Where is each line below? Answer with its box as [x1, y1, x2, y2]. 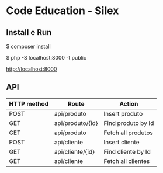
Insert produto [103, 109, 143, 117]
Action [119, 99, 138, 108]
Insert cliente [103, 138, 140, 146]
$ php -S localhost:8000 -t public [6, 54, 86, 61]
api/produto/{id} [54, 119, 98, 127]
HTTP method [9, 99, 48, 108]
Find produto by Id [103, 119, 154, 127]
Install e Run [6, 27, 52, 37]
